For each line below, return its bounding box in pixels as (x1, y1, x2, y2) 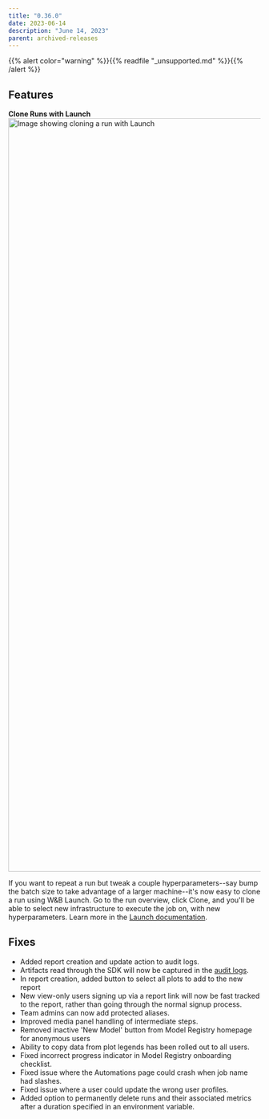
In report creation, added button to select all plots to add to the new (19, 974, 243, 983)
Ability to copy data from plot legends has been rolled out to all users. (19, 1042, 250, 1052)
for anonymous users (19, 1033, 90, 1043)
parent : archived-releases (8, 34, 98, 43)
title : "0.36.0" (8, 11, 62, 20)
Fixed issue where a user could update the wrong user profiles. (19, 1085, 229, 1094)
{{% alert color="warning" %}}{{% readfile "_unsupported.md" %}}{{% (8, 56, 244, 66)
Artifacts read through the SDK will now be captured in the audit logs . (19, 965, 250, 975)
